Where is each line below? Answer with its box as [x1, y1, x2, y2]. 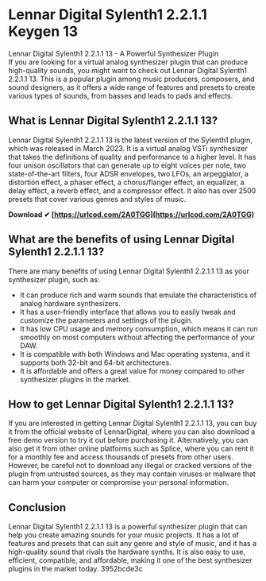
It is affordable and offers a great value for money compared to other [19, 366, 245, 375]
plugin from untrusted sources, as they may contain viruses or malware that [8, 469, 256, 478]
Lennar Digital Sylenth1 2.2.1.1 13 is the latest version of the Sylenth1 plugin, [8, 135, 253, 145]
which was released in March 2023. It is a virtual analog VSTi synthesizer [8, 143, 248, 153]
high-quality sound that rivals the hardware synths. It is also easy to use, [8, 547, 246, 557]
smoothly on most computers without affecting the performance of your [19, 332, 256, 342]
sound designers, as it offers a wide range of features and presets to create [8, 82, 256, 92]
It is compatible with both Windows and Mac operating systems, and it [19, 349, 250, 358]
